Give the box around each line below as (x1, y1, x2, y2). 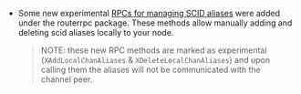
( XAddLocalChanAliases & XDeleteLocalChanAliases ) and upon (40, 55, 271, 65)
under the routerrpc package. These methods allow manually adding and (17, 17, 293, 28)
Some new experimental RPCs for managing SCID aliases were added (17, 8, 281, 18)
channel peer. (40, 74, 93, 85)
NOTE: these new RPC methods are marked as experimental (40, 45, 267, 56)
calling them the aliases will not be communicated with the (40, 64, 262, 75)
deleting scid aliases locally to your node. (17, 27, 174, 37)
